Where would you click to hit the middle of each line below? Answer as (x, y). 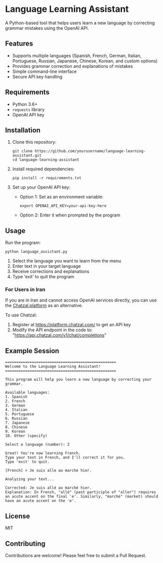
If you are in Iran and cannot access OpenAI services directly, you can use (81, 300)
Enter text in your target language (46, 266)
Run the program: (23, 243)
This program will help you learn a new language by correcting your (79, 380)
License (18, 516)
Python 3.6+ (25, 104)
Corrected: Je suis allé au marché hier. (49, 488)
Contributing (25, 543)
